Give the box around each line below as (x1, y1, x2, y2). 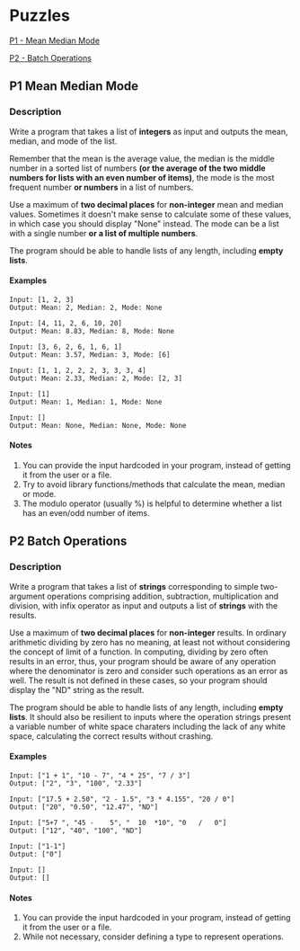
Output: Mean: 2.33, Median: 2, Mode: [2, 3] (9, 374, 182, 383)
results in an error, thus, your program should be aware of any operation (9, 655, 277, 666)
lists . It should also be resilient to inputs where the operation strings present (9, 711, 292, 722)
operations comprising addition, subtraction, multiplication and (46, 591, 279, 601)
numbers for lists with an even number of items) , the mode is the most (9, 172, 275, 182)
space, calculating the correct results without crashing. (9, 730, 214, 742)
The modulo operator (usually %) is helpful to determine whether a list (22, 498, 283, 509)
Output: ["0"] (9, 849, 63, 858)
